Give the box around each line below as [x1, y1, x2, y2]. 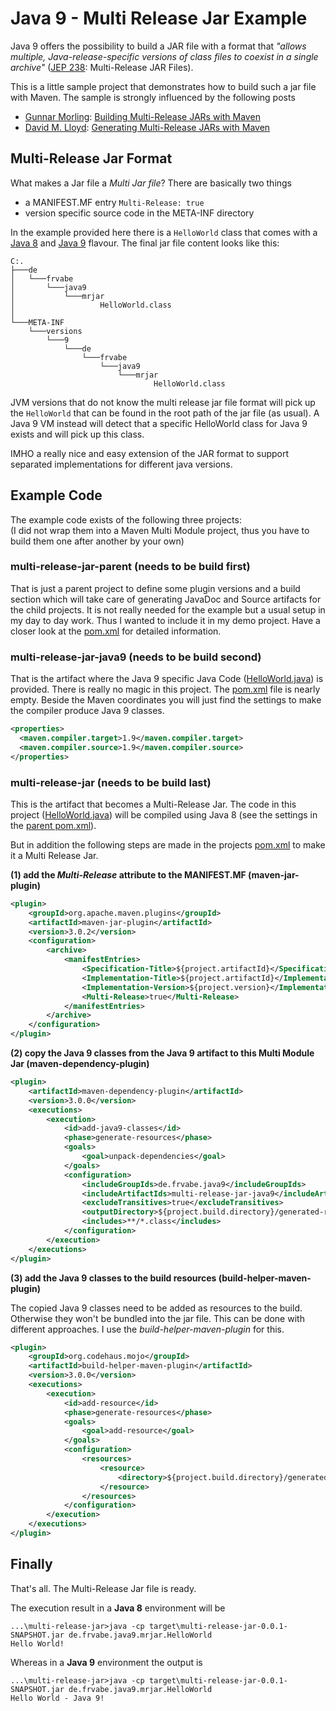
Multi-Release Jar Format [10, 150, 173, 167]
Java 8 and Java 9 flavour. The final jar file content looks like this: [10, 237, 280, 249]
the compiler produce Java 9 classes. [10, 705, 165, 717]
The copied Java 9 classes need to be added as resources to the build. [10, 1302, 303, 1314]
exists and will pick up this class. [10, 428, 145, 440]
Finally [10, 1556, 53, 1573]
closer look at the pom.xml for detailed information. [10, 625, 222, 637]
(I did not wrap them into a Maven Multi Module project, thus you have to [10, 524, 310, 536]
